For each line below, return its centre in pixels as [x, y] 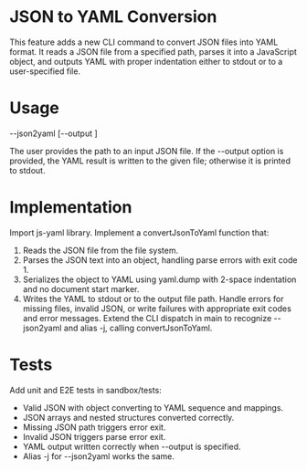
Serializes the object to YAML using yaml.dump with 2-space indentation [159, 279]
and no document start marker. [81, 288]
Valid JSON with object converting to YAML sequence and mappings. [153, 407]
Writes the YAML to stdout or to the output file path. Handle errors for [153, 298]
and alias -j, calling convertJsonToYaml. [138, 328]
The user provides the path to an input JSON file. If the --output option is [147, 151]
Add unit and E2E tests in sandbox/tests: [85, 390]
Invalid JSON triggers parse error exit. [94, 436]
